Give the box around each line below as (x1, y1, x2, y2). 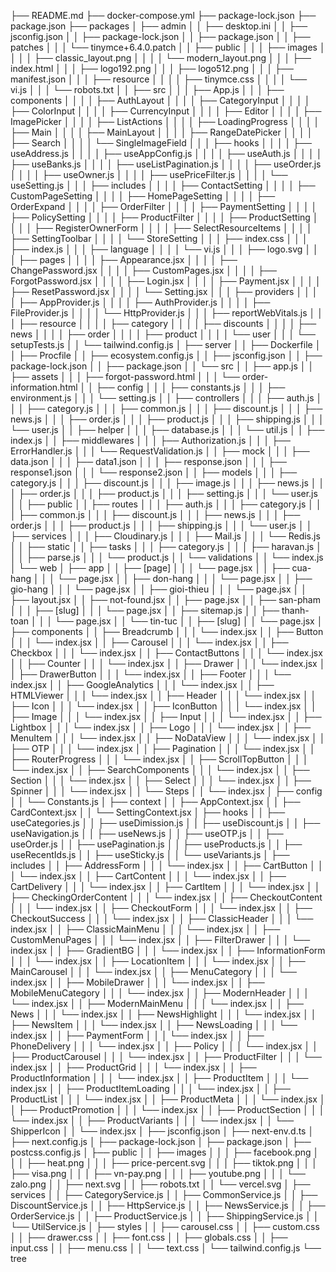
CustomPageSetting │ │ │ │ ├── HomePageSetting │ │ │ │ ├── (10, 190, 276, 202)
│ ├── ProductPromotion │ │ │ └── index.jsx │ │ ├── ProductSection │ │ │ (10, 1104, 325, 1115)
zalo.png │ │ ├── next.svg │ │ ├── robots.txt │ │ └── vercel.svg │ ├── (10, 1178, 311, 1190)
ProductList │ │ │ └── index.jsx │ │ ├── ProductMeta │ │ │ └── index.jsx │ (10, 1093, 326, 1105)
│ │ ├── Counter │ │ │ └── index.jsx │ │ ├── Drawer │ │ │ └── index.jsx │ (10, 658, 326, 669)
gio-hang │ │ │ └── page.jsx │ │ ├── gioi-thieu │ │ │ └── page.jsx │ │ (10, 583, 308, 595)
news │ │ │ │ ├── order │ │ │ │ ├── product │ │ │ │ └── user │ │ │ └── (10, 328, 316, 340)
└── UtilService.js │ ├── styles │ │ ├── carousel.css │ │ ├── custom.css (10, 1221, 320, 1232)
